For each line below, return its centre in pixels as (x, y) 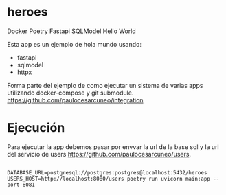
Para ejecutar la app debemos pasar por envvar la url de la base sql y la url (113, 147)
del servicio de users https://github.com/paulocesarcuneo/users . (99, 154)
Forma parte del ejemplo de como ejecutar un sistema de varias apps (105, 85)
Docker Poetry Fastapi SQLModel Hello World (71, 31)
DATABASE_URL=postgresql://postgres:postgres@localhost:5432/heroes (107, 172)
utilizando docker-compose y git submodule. (70, 93)
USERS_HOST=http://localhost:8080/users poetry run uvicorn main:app (109, 179)
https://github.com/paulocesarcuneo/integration (75, 100)
